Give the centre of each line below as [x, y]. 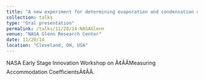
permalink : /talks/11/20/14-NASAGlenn [55, 29]
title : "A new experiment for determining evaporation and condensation [100, 12]
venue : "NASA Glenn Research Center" [54, 34]
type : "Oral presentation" [40, 23]
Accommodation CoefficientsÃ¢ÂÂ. [51, 72]
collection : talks [29, 17]
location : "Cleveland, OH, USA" [47, 46]
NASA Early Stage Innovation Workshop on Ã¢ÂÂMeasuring [81, 63]
